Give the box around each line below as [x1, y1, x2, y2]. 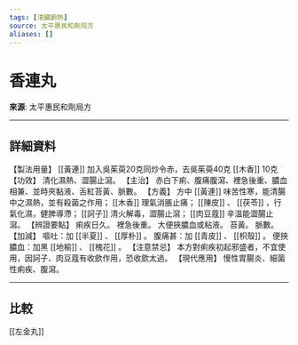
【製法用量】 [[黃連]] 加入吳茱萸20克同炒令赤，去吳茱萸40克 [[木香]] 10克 [9, 164, 278, 174]
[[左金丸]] [9, 325, 44, 336]
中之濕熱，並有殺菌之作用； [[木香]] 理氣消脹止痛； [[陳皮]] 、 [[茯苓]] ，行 [9, 197, 282, 208]
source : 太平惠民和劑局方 [9, 21, 95, 30]
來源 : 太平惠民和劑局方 [9, 101, 91, 112]
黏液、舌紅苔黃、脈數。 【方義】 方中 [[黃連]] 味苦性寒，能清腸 [55, 186, 286, 197]
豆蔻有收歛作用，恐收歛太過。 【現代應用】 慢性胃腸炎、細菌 [63, 253, 286, 263]
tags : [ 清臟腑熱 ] [9, 12, 68, 22]
